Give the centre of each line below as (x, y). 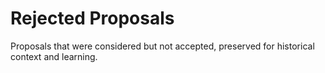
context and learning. (54, 56)
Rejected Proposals (92, 18)
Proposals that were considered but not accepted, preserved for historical (162, 46)
